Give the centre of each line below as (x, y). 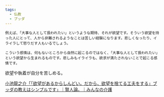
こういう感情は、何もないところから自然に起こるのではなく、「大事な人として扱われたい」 (82, 53)
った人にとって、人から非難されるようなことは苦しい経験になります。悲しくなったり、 (79, 38)
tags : (11, 10)
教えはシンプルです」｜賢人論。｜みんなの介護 (65, 90)
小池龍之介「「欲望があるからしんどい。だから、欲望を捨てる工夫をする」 (79, 83)
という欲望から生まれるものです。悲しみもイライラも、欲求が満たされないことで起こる (80, 58)
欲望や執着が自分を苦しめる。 (35, 73)
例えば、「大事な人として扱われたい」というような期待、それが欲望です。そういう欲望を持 (82, 33)
